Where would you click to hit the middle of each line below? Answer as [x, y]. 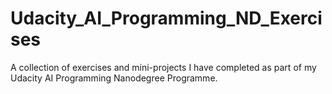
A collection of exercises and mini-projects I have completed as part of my [163, 67]
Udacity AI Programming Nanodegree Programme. [114, 78]
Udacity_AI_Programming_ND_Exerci [166, 18]
